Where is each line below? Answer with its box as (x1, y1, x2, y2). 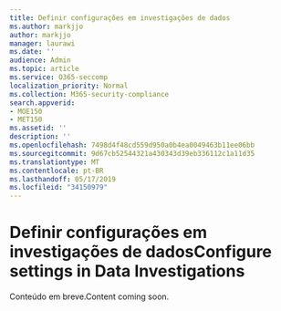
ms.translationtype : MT (9, 157, 100, 167)
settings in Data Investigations (9, 261, 245, 282)
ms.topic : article (9, 65, 79, 74)
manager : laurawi (9, 38, 76, 48)
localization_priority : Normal (9, 81, 129, 90)
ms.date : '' (9, 47, 55, 57)
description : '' (9, 132, 71, 141)
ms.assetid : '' (9, 124, 68, 133)
